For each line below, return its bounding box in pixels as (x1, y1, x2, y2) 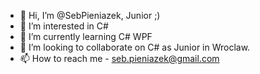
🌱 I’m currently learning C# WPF (19, 31, 153, 42)
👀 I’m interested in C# (19, 20, 109, 32)
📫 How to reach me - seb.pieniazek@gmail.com (19, 53, 220, 64)
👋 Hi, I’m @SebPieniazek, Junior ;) (19, 10, 161, 21)
